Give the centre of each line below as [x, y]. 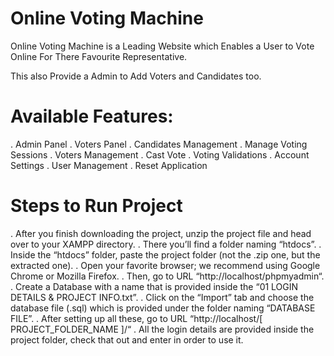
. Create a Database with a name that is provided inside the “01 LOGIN [154, 286]
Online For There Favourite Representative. [99, 56]
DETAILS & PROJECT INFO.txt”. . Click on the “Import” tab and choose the [162, 297]
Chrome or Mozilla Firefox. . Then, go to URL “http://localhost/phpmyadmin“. [167, 276]
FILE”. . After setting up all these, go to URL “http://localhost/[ [136, 318]
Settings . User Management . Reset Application [109, 165]
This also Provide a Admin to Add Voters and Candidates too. [136, 76]
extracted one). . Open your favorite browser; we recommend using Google [165, 265]
